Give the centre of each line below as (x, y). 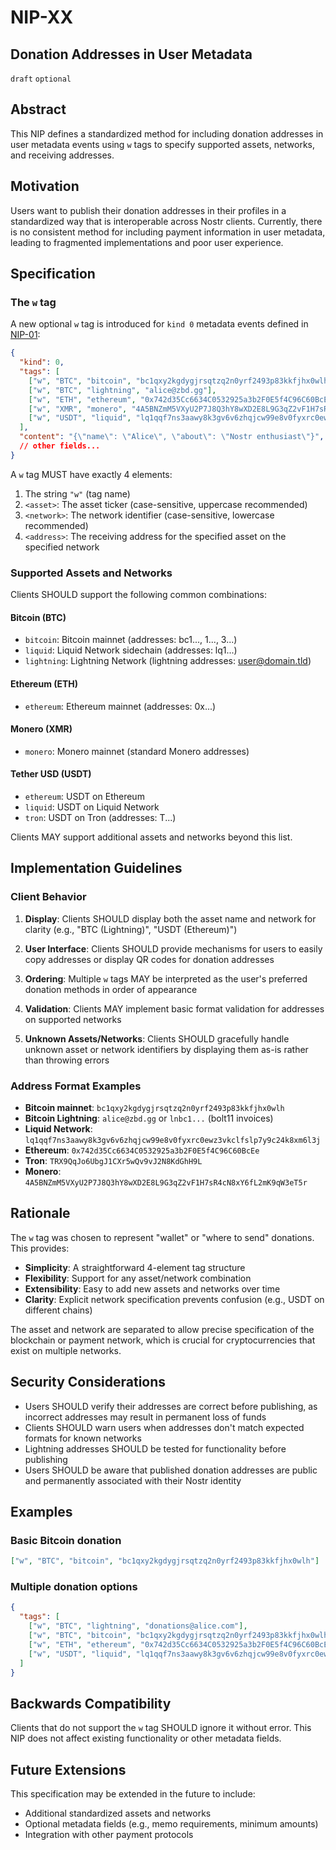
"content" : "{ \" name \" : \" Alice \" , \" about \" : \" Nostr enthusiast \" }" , (172, 437)
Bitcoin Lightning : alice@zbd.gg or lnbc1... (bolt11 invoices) (149, 1118)
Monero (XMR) (41, 729)
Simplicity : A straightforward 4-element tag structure (135, 1267)
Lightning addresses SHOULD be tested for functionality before (155, 1448)
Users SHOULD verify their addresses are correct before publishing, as (171, 1406)
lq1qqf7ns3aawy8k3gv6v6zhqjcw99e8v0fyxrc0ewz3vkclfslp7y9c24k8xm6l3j (173, 1140)
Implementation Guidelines (96, 868)
